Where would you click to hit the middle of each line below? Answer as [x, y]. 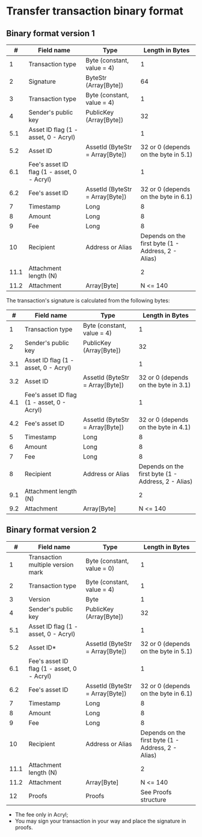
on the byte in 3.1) [165, 385]
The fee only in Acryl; [41, 814]
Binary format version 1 [50, 33]
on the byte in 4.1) [165, 427]
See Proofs [156, 792]
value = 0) [100, 568]
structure [153, 800]
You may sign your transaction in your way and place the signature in [100, 821]
